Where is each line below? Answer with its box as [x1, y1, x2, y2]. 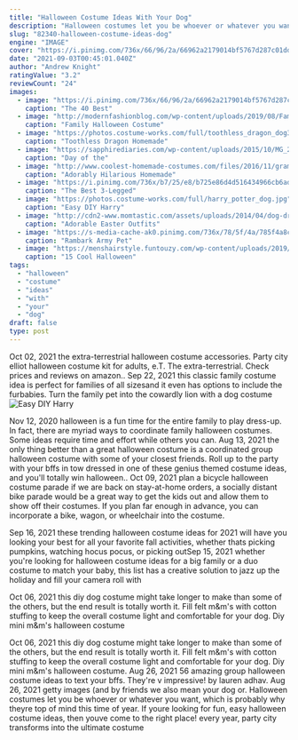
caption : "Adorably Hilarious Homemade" [25, 170, 176, 179]
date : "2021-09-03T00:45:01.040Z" [9, 54, 137, 63]
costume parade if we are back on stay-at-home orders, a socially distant [9, 481, 278, 492]
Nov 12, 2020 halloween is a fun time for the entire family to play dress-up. [9, 415, 282, 426]
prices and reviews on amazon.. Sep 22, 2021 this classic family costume [9, 370, 277, 380]
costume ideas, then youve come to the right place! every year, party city [9, 712, 278, 723]
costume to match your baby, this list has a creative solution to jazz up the [9, 565, 280, 576]
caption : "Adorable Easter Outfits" [25, 219, 161, 228]
